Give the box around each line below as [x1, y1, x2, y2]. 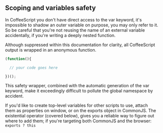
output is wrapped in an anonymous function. [5, 47, 97, 53]
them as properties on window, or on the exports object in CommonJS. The [5, 108, 156, 114]
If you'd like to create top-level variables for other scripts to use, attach [5, 102, 148, 109]
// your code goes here [9, 65, 58, 70]
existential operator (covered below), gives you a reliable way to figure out [5, 113, 155, 119]
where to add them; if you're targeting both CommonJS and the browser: [5, 118, 152, 124]
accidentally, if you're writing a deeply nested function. [5, 32, 116, 38]
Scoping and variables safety [5, 4, 96, 12]
